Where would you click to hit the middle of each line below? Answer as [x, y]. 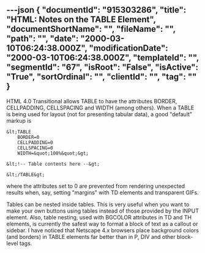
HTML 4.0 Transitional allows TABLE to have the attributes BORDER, [92, 101]
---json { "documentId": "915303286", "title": [96, 10]
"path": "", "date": [43, 39]
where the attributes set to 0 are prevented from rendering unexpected [96, 186]
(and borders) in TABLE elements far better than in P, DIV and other [91, 237]
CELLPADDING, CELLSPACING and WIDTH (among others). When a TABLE [100, 108]
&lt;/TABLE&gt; [26, 174]
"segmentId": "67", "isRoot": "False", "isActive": [102, 68]
